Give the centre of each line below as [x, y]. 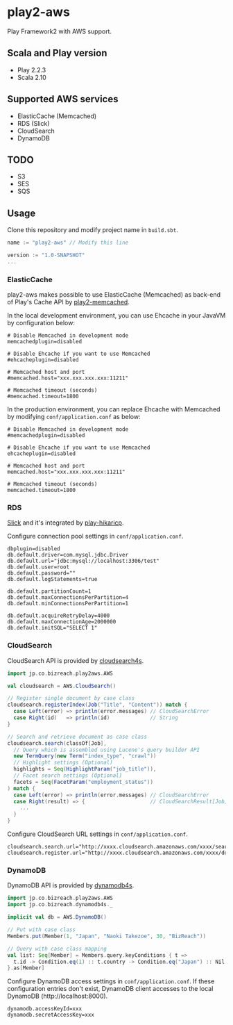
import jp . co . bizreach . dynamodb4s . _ [60, 905]
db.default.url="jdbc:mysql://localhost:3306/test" [83, 561]
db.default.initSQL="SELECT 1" [52, 628]
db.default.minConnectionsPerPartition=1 [68, 604]
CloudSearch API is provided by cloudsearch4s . [76, 660]
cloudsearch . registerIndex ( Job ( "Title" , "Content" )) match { [97, 705]
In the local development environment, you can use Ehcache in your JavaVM [116, 315]
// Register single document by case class [71, 698]
